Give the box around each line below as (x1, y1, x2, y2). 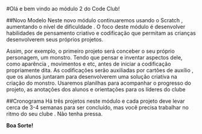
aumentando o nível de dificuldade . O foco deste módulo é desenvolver (6, 23, 186, 30)
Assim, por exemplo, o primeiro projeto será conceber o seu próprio (6, 47, 175, 55)
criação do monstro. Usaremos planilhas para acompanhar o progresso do (6, 79, 191, 87)
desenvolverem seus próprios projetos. (6, 36, 104, 43)
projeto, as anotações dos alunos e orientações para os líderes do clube (6, 86, 186, 93)
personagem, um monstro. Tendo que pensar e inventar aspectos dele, (6, 54, 183, 61)
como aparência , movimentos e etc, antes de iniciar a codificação (6, 60, 171, 67)
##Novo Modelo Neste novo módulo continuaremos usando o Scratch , (6, 17, 183, 23)
